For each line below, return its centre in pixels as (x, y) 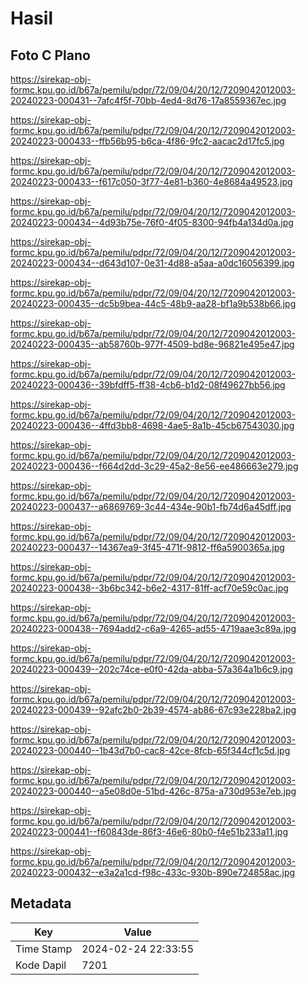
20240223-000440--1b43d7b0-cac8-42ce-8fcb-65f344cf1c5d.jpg (150, 750)
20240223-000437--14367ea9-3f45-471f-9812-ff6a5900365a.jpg (147, 547)
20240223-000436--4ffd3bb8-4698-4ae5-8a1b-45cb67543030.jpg (152, 425)
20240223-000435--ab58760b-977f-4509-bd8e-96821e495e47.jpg (152, 344)
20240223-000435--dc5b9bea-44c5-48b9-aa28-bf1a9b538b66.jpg (153, 303)
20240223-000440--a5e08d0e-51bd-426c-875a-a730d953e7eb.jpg (153, 791)
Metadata (41, 903)
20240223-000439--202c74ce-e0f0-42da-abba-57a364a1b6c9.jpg (151, 669)
